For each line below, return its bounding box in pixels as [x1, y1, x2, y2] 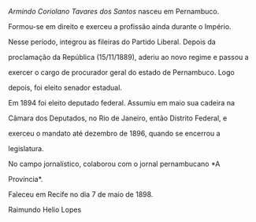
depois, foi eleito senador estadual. [8, 83, 122, 92]
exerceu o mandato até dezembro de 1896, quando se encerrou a [8, 129, 221, 138]
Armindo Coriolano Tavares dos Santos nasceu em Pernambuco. [8, 7, 220, 16]
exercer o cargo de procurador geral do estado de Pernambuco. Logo [8, 68, 235, 77]
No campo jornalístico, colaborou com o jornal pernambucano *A [8, 159, 221, 168]
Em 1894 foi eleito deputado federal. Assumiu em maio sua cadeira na [8, 98, 235, 107]
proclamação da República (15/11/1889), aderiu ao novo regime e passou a [8, 53, 250, 61]
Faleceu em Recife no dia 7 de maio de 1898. [8, 190, 154, 199]
